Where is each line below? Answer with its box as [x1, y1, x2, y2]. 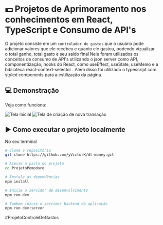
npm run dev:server [5, 206, 45, 211]
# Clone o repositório [5, 148, 51, 153]
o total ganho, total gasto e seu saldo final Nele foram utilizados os [5, 51, 139, 57]
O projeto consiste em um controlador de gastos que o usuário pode [5, 41, 144, 46]
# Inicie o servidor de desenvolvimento [5, 188, 89, 193]
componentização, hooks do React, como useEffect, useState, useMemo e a [5, 61, 159, 67]
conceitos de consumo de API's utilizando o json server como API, [5, 56, 139, 62]
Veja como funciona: [5, 102, 46, 108]
